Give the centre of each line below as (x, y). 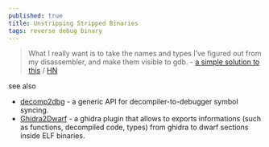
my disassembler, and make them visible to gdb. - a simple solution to (144, 62)
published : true (35, 16)
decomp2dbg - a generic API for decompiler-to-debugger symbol (129, 102)
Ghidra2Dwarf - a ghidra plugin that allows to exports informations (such (141, 119)
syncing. (34, 110)
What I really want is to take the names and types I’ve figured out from (145, 54)
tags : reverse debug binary (56, 31)
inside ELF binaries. (52, 136)
